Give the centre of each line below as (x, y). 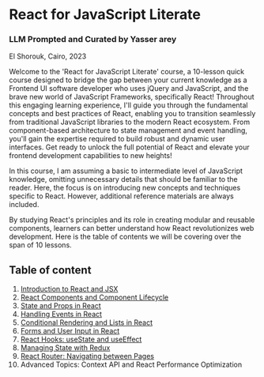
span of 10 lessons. (40, 245)
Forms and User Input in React (70, 331)
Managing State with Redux (65, 348)
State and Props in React (60, 306)
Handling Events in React (61, 315)
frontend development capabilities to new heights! (91, 156)
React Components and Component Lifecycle (94, 297)
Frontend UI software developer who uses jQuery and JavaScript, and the (129, 89)
